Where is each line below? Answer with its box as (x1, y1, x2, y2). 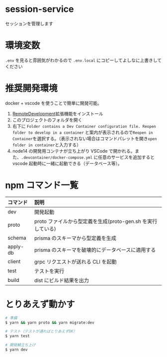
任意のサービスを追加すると (97, 154, 155, 160)
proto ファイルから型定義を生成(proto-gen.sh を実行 (34, 218, 158, 225)
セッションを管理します (5, 20, 53, 26)
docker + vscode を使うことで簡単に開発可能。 (5, 100, 102, 106)
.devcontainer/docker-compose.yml (21, 155, 93, 160)
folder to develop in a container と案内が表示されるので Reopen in (12, 129, 153, 135)
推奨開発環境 (5, 83, 58, 94)
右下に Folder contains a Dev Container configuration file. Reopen (12, 123, 156, 129)
